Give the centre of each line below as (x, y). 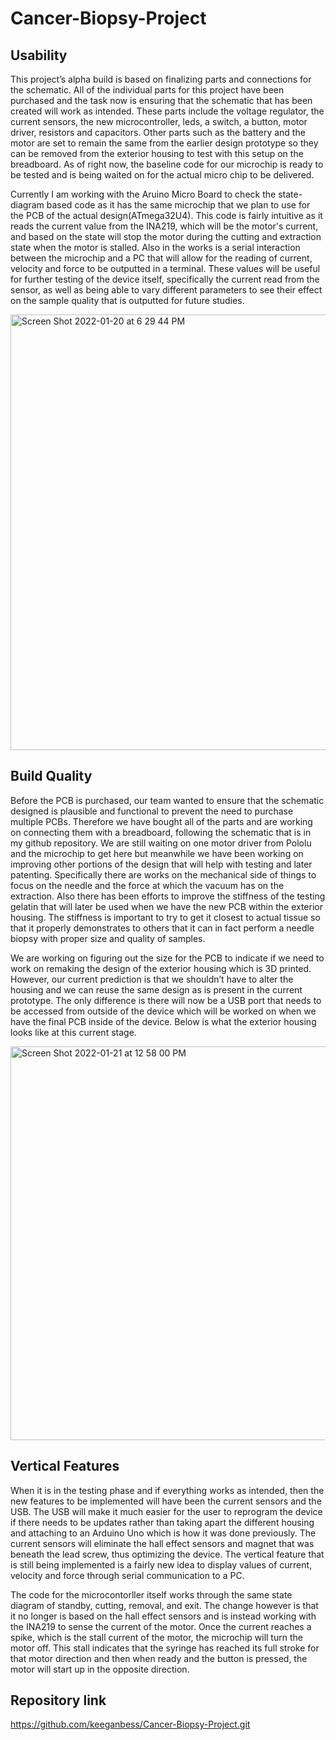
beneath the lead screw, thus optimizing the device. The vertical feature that (167, 1554)
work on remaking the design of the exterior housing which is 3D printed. (161, 968)
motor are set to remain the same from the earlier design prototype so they (164, 143)
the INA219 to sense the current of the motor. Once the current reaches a (161, 1626)
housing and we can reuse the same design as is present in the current (156, 989)
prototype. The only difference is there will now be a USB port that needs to (166, 1000)
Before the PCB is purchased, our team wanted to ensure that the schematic (167, 800)
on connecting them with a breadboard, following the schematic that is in (161, 832)
